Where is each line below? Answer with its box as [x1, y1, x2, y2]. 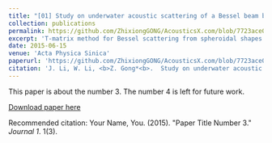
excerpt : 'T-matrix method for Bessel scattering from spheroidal [8, 34, 237, 43]
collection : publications [8, 19, 96, 27]
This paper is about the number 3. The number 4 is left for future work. [8, 86, 245, 96]
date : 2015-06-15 [8, 42, 67, 50]
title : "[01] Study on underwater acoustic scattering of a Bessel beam [8, 11, 259, 20]
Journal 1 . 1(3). [8, 126, 58, 136]
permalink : [8, 27, 45, 35]
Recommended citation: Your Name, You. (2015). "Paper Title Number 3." [8, 118, 253, 128]
